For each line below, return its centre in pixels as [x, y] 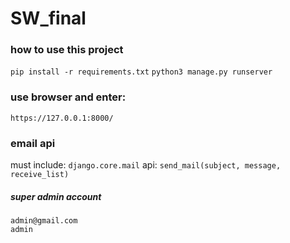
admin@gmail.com [44, 221]
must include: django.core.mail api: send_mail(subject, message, [146, 165]
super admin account [56, 196]
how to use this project [67, 50]
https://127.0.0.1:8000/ [62, 118]
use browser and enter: [68, 97]
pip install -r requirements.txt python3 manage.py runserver [141, 72]
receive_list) [40, 175]
